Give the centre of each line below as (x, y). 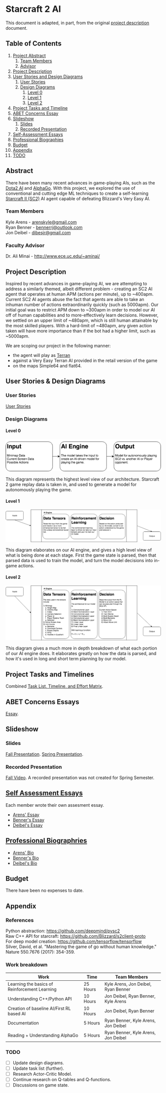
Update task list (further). (38, 1068)
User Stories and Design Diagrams (48, 76)
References (20, 920)
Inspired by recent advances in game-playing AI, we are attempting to (76, 283)
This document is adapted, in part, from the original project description (78, 23)
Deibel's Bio (25, 863)
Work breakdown (27, 964)
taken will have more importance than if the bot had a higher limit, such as (81, 331)
